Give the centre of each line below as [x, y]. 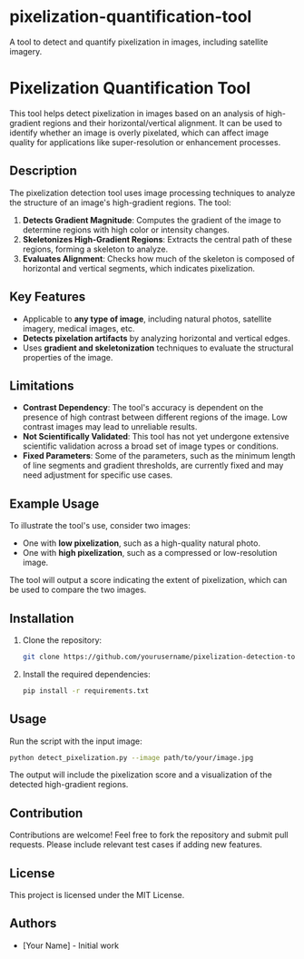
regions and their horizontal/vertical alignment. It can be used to [162, 123]
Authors [33, 924]
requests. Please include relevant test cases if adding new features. [136, 845]
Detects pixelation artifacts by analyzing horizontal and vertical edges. [156, 338]
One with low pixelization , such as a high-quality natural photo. [142, 543]
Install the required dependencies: [87, 674]
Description [43, 171]
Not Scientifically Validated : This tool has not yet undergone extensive [156, 437]
